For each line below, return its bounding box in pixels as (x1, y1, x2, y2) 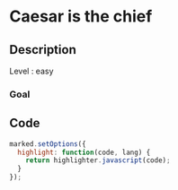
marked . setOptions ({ (9, 139, 87, 149)
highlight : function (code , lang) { (17, 148, 151, 157)
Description (9, 42, 76, 57)
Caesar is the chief (9, 6, 153, 27)
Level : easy (9, 65, 54, 76)
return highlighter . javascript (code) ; (25, 156, 171, 165)
